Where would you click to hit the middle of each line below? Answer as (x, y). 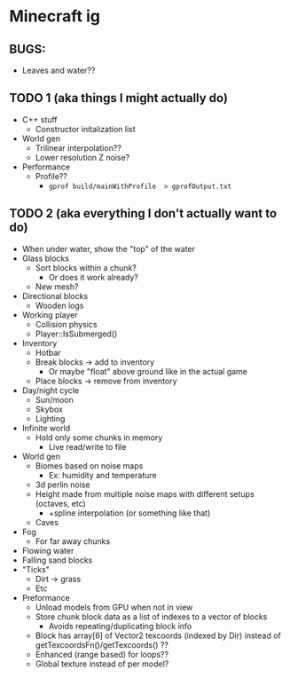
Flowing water (48, 550)
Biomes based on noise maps (89, 465)
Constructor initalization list (85, 129)
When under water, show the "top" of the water (109, 248)
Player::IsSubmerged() (76, 334)
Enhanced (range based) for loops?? (102, 654)
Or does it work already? (94, 277)
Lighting (50, 418)
